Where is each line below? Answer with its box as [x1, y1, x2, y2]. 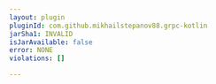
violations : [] [9, 54, 66, 63]
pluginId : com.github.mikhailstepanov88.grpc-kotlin [9, 21, 208, 30]
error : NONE [9, 46, 53, 55]
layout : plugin [9, 12, 66, 22]
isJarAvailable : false [9, 37, 93, 47]
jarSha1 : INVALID [9, 29, 73, 38]
